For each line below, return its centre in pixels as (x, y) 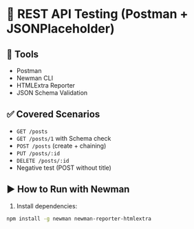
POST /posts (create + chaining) (61, 146)
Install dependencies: (47, 206)
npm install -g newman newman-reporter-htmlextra (79, 219)
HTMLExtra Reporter (46, 85)
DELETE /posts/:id (43, 161)
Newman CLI (34, 78)
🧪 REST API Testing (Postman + (97, 14)
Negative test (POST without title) (64, 168)
